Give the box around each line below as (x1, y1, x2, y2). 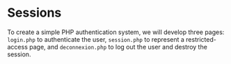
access (7, 42, 28, 51)
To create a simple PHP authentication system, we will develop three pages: (7, 28, 225, 36)
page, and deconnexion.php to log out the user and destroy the (29, 42, 207, 51)
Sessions (7, 5, 62, 21)
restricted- (185, 35, 217, 43)
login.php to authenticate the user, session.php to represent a (7, 35, 184, 43)
